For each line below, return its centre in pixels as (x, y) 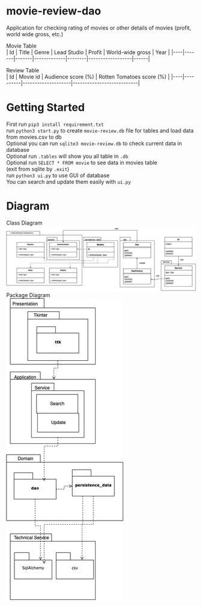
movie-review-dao (54, 11)
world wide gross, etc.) (35, 34)
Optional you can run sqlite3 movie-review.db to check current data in (94, 143)
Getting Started (46, 108)
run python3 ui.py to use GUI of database (58, 175)
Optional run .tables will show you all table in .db (67, 156)
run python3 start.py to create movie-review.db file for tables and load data (100, 130)
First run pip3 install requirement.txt (55, 124)
